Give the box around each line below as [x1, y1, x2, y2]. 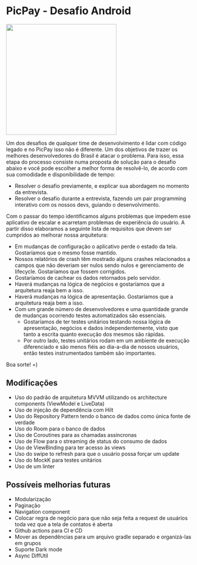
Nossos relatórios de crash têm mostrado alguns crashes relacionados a [14, 255, 191, 262]
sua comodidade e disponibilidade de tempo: [6, 171, 116, 178]
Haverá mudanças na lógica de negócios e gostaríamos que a [14, 280, 165, 288]
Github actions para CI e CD [14, 527, 83, 534]
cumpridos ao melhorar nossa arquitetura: [6, 231, 108, 239]
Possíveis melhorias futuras [6, 480, 111, 490]
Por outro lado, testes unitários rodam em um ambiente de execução [23, 337, 190, 344]
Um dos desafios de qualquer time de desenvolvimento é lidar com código [6, 139, 187, 146]
